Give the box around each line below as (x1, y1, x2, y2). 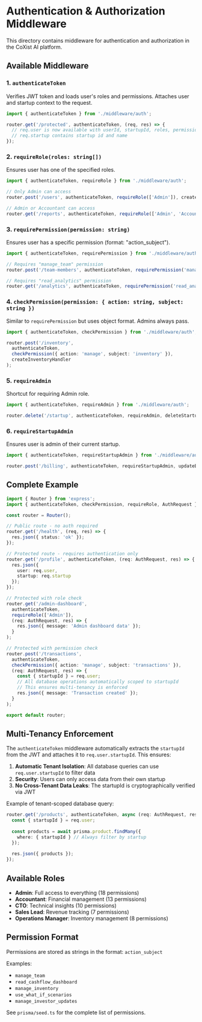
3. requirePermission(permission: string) (6, 225, 130, 233)
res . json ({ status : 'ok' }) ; (11, 534, 85, 540)
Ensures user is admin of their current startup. (6, 441, 120, 448)
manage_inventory (14, 985, 59, 991)
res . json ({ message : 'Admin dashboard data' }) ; (17, 623, 141, 629)
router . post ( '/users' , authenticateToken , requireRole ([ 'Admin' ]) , (6, 195, 179, 201)
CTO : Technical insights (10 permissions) (14, 902, 117, 909)
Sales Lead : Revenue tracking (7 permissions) (14, 908, 129, 916)
